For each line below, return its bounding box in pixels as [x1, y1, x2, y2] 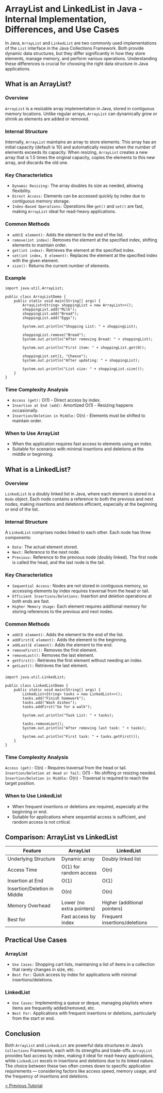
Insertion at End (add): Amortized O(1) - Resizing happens [12, 402, 133, 408]
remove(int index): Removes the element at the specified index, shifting [12, 237, 158, 243]
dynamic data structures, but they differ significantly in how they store [5, 50, 146, 56]
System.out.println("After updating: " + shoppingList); [22, 358, 140, 363]
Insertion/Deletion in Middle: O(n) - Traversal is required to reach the [5, 775, 149, 781]
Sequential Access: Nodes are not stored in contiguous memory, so [12, 582, 148, 588]
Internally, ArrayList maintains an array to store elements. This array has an [5, 139, 157, 145]
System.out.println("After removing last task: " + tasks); [22, 726, 147, 730]
